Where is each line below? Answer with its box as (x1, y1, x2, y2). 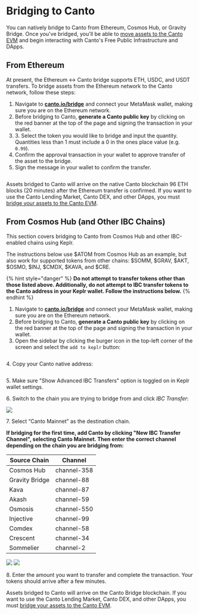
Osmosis (9, 505, 34, 513)
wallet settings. (6, 383, 43, 390)
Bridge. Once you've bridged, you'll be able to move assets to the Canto (6, 30, 183, 37)
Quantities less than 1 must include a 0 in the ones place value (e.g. (14, 138, 181, 146)
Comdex (9, 524, 33, 532)
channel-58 (55, 524, 89, 532)
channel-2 (55, 543, 86, 552)
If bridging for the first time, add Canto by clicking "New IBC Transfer (6, 429, 181, 436)
